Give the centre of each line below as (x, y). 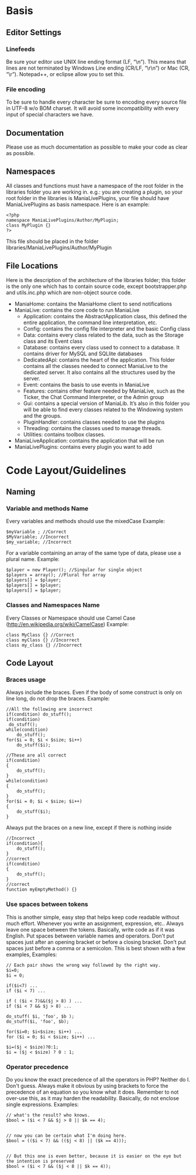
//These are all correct (36, 755)
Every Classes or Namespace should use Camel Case (71, 618)
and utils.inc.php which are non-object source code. (69, 292)
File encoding (26, 89)
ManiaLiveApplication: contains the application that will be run (89, 441)
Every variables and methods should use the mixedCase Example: (86, 521)
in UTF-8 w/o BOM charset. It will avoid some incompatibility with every (92, 108)
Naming (21, 492)
